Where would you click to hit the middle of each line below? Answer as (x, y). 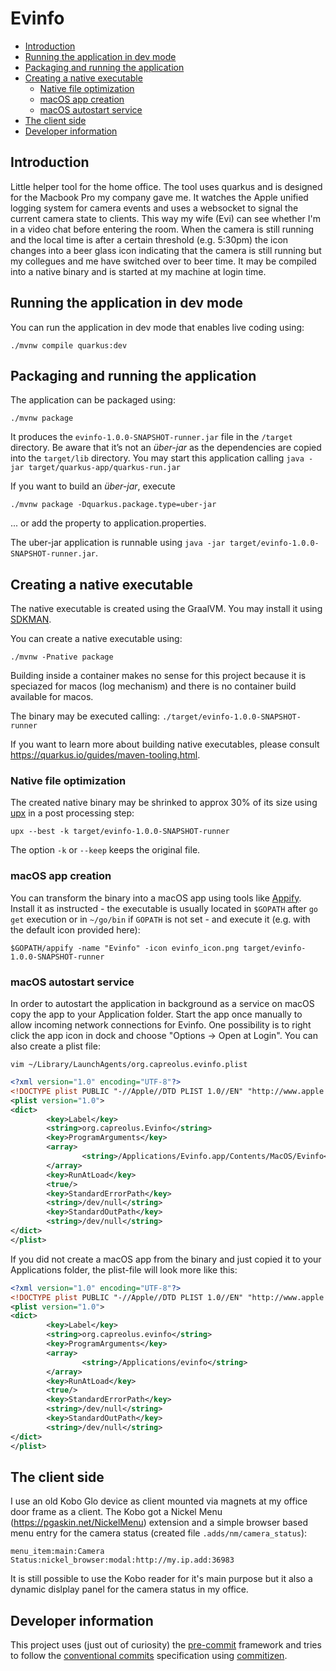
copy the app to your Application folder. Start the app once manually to (156, 1014)
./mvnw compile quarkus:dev (69, 345)
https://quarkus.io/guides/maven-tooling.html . (105, 755)
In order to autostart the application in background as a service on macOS (162, 1004)
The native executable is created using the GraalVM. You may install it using (166, 609)
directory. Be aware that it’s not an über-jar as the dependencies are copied (166, 448)
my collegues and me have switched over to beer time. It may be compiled (163, 261)
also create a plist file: (55, 1046)
